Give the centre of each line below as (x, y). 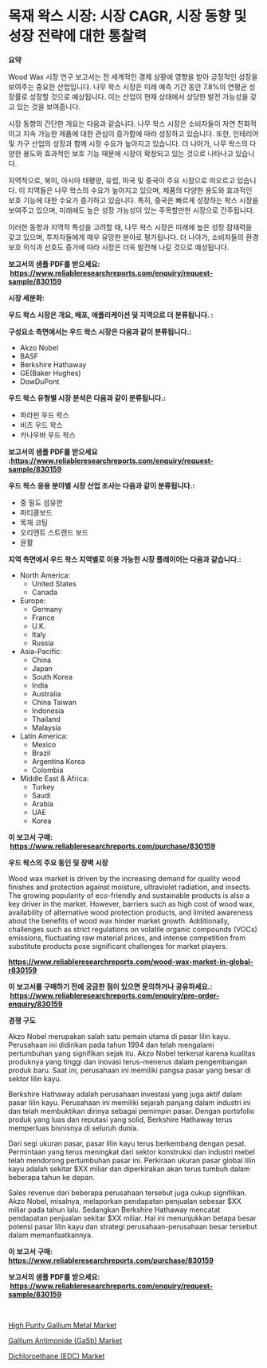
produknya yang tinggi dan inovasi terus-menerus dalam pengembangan (128, 1061)
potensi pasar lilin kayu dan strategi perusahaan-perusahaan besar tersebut (133, 1226)
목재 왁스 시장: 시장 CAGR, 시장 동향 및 (128, 16)
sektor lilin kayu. (35, 1078)
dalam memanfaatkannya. (51, 1235)
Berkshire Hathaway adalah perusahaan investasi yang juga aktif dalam (126, 1094)
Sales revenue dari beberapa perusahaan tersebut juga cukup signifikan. (128, 1193)
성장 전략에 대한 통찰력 (78, 36)
